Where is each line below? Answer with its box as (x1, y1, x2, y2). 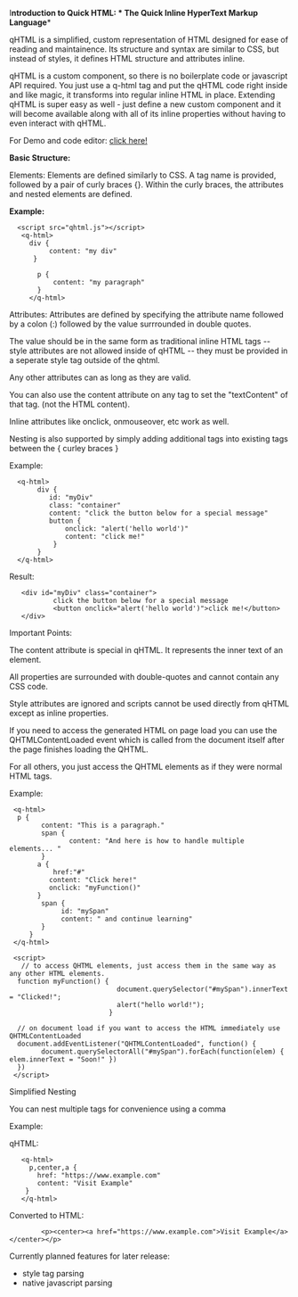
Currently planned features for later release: (9, 1251, 171, 1261)
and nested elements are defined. (9, 189, 133, 199)
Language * (9, 17, 52, 28)
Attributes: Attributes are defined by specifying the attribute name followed (9, 310, 285, 319)
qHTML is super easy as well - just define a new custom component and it (9, 99, 282, 110)
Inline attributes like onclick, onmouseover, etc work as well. (9, 417, 230, 426)
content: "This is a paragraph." (41, 821, 165, 830)
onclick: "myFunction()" (48, 883, 141, 892)
